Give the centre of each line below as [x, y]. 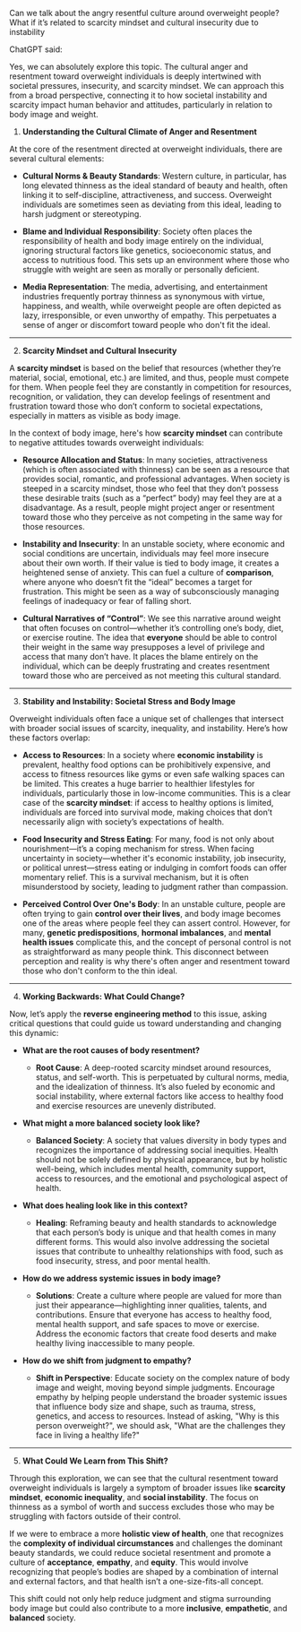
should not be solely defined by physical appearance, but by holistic [162, 1159]
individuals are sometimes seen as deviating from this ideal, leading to [152, 204]
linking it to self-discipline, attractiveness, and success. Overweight [147, 195]
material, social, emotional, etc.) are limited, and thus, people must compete [149, 377]
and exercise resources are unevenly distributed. [126, 1105]
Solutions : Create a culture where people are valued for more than [159, 1295]
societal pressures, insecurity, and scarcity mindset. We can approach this [147, 86]
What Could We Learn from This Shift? [95, 1461]
